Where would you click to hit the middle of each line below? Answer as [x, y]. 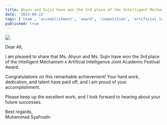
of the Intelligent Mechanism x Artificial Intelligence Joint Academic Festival [83, 62]
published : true [22, 24]
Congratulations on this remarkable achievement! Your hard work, [73, 77]
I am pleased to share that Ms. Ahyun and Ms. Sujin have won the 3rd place [83, 57]
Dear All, [14, 47]
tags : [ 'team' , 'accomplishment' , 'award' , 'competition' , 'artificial [81, 19]
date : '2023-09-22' [25, 14]
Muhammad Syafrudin [28, 117]
